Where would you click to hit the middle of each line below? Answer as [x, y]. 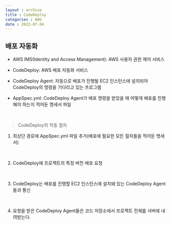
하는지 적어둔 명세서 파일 [47, 104]
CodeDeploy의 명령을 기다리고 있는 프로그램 [57, 88]
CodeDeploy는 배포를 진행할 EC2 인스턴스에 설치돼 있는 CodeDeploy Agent [89, 184]
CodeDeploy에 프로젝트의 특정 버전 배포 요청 [58, 163]
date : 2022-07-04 [25, 24]
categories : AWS [24, 19]
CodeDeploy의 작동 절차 [42, 125]
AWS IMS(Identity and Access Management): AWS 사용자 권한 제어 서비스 [89, 60]
